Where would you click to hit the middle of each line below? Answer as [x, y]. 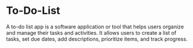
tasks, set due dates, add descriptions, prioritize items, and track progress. [97, 39]
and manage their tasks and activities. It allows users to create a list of [91, 32]
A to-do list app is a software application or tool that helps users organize [95, 27]
